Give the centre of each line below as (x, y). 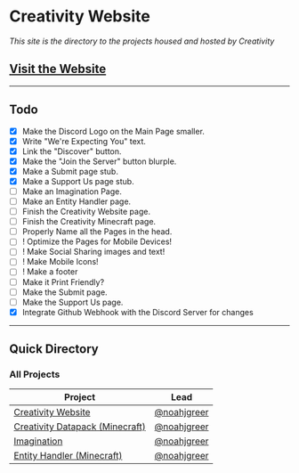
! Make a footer (50, 272)
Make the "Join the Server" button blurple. (99, 161)
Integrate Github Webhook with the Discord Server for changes (137, 312)
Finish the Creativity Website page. (86, 212)
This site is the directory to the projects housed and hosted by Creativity (142, 41)
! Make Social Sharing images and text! (93, 252)
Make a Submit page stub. (70, 171)
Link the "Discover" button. (72, 151)
